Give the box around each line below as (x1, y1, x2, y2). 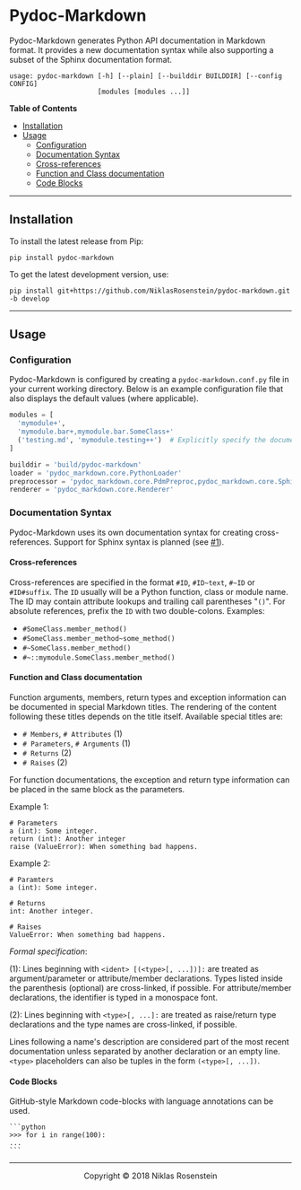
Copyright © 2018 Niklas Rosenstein (83, 1170, 218, 1181)
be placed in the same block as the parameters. (9, 784, 185, 795)
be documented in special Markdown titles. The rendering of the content (9, 702, 278, 713)
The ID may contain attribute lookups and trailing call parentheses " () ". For (9, 596, 286, 607)
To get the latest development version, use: (9, 268, 169, 279)
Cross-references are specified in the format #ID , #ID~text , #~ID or (9, 576, 255, 588)
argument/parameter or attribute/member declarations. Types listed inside (9, 973, 284, 984)
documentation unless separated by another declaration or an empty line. (9, 1046, 280, 1057)
